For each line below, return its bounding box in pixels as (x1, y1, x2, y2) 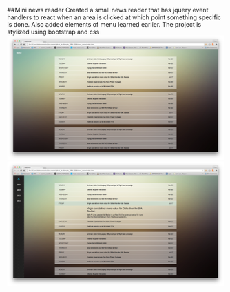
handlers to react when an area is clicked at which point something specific (7, 13, 222, 21)
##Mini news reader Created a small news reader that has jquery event (7, 6, 209, 14)
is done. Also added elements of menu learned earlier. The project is (7, 21, 202, 28)
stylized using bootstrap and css (7, 28, 100, 36)
